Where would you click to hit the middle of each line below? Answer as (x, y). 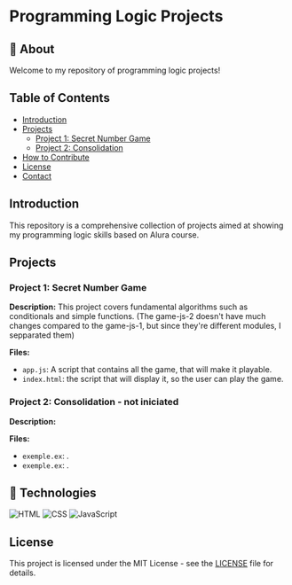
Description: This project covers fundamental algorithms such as (129, 307)
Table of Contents (60, 98)
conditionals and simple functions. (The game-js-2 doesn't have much (138, 316)
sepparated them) (42, 335)
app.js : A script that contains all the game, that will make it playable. (147, 370)
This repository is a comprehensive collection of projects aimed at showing (146, 225)
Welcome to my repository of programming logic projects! (115, 70)
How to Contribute (56, 157)
